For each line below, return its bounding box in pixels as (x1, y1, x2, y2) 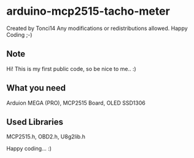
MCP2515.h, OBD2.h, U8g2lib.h (6, 133, 86, 140)
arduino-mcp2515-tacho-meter (6, 4, 170, 18)
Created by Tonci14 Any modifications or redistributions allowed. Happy (6, 24, 188, 32)
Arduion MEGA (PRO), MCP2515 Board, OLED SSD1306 (6, 99, 145, 107)
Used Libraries (6, 116, 63, 127)
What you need (6, 83, 66, 93)
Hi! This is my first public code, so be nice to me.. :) (6, 65, 136, 72)
